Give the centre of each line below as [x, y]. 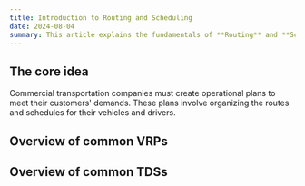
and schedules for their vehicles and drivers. [93, 113]
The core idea [49, 71]
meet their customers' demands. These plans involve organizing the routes [149, 103]
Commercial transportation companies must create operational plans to [143, 93]
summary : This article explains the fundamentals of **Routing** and [144, 34]
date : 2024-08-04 [42, 26]
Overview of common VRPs [89, 141]
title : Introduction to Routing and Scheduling [101, 18]
